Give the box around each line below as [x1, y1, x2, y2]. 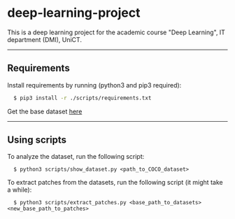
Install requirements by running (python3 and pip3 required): [7, 80, 182, 89]
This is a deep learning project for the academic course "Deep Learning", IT [7, 28, 226, 36]
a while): [7, 185, 32, 194]
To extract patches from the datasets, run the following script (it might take [7, 178, 223, 187]
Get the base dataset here [7, 107, 83, 115]
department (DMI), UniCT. [7, 35, 83, 43]
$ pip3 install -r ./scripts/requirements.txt [13, 94, 152, 101]
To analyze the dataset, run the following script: [7, 153, 145, 161]
